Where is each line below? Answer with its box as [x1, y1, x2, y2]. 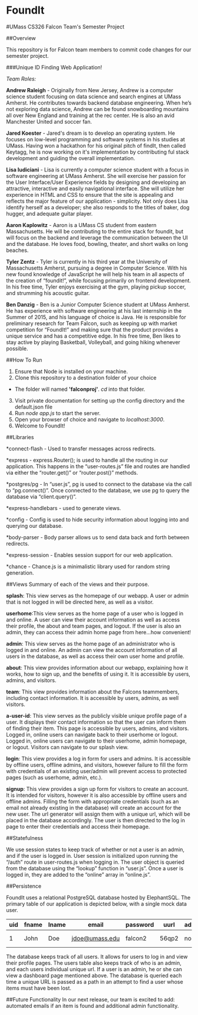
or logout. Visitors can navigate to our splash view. [6, 743, 128, 751]
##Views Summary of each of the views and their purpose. [6, 581, 149, 588]
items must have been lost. [6, 984, 72, 991]
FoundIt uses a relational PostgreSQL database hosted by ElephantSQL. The [6, 894, 191, 901]
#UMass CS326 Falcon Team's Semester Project [6, 23, 125, 30]
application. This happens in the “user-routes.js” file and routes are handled [6, 462, 190, 470]
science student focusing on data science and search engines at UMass [6, 93, 181, 100]
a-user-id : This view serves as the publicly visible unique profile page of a [6, 712, 187, 719]
